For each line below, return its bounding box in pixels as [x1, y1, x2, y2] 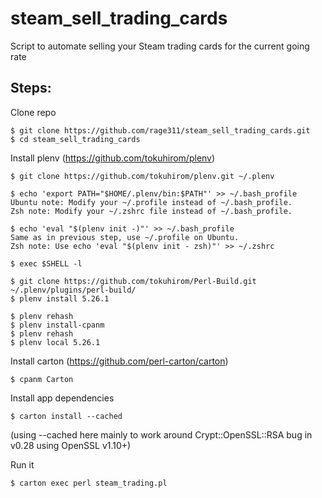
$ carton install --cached [10, 411, 123, 421]
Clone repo [10, 106, 57, 118]
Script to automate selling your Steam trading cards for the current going [10, 40, 310, 52]
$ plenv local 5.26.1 [10, 337, 101, 347]
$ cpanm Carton [10, 374, 74, 384]
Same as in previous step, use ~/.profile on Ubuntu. [10, 232, 240, 242]
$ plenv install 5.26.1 [10, 293, 110, 304]
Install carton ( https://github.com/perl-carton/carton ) [10, 355, 229, 367]
